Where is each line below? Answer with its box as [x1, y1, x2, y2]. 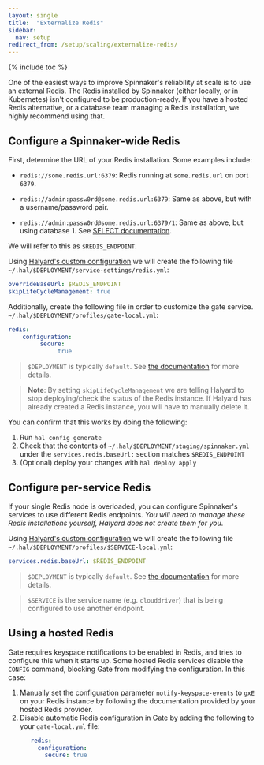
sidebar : [8, 26, 37, 34]
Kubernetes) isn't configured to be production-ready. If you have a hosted [8, 95, 248, 104]
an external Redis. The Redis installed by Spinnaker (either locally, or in [8, 86, 239, 95]
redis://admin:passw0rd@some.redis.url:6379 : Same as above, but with [19, 194, 252, 203]
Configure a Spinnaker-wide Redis [8, 134, 180, 147]
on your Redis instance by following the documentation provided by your [19, 696, 256, 706]
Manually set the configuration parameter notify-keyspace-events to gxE [19, 688, 255, 697]
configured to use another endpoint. [27, 603, 146, 613]
